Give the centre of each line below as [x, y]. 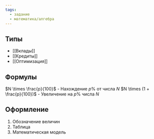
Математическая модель [39, 132]
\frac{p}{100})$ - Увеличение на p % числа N [52, 94]
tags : [11, 10]
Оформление [27, 110]
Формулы [21, 77]
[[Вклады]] [24, 51]
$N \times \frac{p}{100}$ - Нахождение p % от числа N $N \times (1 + [77, 89]
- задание [20, 14]
